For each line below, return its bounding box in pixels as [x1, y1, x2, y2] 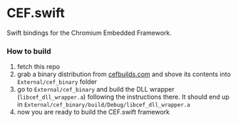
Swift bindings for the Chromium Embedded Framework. [6, 28, 172, 37]
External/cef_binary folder [16, 77, 98, 86]
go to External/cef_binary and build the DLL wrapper [16, 85, 175, 94]
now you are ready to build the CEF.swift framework [16, 108, 170, 117]
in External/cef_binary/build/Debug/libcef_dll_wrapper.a [16, 100, 190, 109]
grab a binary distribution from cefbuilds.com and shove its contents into [16, 70, 231, 79]
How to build [6, 46, 51, 56]
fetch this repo [16, 63, 61, 71]
